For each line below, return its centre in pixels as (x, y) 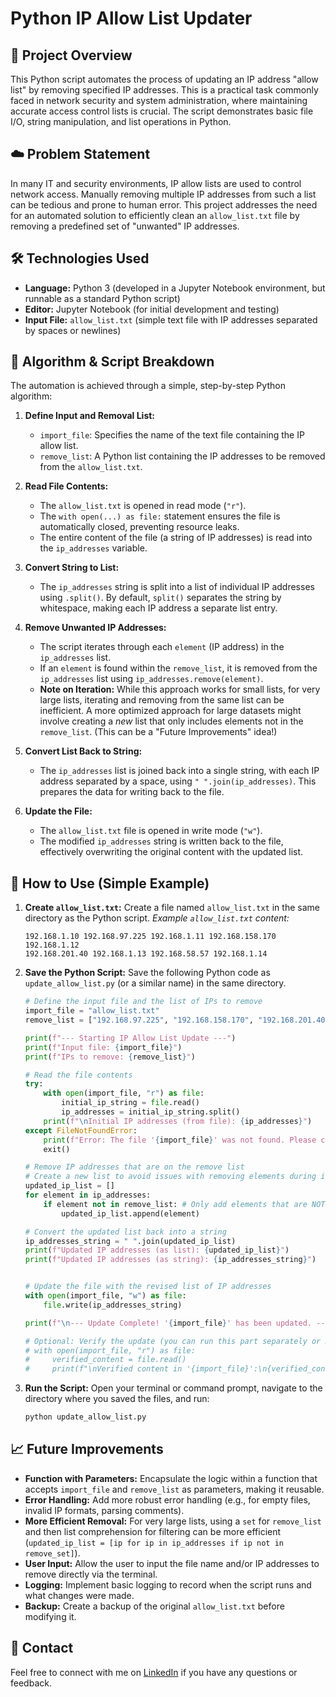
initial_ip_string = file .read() (131, 1103)
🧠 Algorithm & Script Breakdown (112, 362)
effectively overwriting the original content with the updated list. (171, 852)
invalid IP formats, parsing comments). (104, 1510)
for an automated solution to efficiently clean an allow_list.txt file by (155, 215)
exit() (57, 1149)
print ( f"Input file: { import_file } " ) (103, 1047)
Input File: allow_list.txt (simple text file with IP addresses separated (171, 319)
